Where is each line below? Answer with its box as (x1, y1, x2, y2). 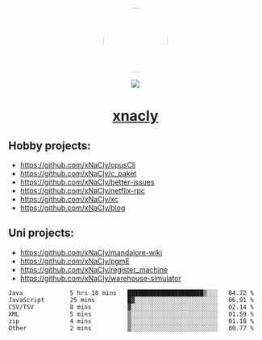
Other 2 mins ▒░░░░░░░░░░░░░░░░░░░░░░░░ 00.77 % (8, 324, 254, 332)
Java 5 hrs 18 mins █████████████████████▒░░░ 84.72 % (8, 288, 254, 297)
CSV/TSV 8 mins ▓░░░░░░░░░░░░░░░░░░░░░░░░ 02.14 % (8, 303, 254, 311)
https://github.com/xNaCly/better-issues (19, 177, 155, 187)
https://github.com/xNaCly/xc (19, 194, 119, 204)
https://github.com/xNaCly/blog (19, 203, 126, 213)
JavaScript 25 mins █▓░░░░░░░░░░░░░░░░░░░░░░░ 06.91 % (8, 296, 254, 304)
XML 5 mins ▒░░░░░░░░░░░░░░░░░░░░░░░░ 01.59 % (8, 310, 254, 318)
